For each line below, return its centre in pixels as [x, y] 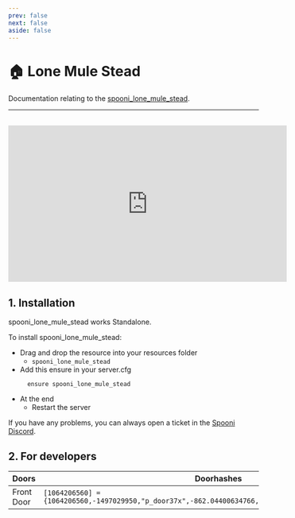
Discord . [22, 431]
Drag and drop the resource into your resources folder [109, 353]
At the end [37, 399]
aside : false [30, 30]
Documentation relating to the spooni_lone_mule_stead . [99, 99]
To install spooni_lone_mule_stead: [65, 338]
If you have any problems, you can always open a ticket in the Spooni [122, 423]
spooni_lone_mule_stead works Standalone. [80, 322]
